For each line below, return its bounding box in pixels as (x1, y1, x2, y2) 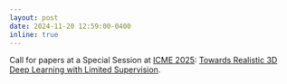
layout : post (9, 13, 59, 23)
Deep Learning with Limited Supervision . (9, 64, 161, 75)
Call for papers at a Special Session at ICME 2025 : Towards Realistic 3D (9, 55, 278, 66)
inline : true (9, 30, 59, 39)
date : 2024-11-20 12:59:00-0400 (9, 22, 131, 31)
